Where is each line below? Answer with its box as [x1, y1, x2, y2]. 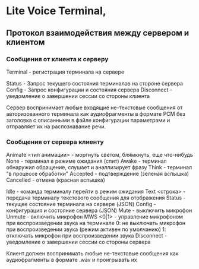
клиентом [6, 37, 45, 47]
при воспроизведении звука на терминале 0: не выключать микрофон [6, 220, 186, 227]
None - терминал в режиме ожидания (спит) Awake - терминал [6, 157, 168, 164]
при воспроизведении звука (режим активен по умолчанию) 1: [6, 226, 166, 233]
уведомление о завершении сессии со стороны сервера [6, 239, 151, 246]
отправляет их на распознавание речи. [6, 123, 106, 130]
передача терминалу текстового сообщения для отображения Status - [6, 194, 186, 201]
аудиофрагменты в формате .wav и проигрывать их [6, 257, 138, 264]
